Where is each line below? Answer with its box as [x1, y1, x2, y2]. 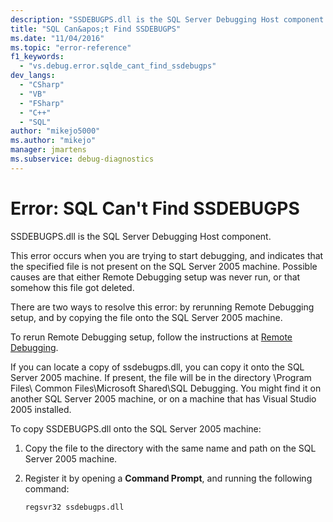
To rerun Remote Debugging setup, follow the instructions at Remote [10, 331, 293, 343]
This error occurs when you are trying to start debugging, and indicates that [10, 249, 324, 261]
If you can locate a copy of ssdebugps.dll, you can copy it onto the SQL [10, 361, 305, 373]
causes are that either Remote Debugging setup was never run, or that [10, 271, 301, 283]
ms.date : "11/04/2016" [10, 33, 105, 43]
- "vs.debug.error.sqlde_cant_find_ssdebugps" [19, 61, 217, 71]
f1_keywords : [10, 52, 65, 62]
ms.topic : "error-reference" [10, 42, 132, 53]
